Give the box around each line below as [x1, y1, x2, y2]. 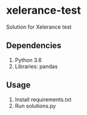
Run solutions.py [14, 102, 56, 109]
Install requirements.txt [14, 96, 72, 103]
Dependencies [6, 41, 61, 51]
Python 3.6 [14, 56, 42, 63]
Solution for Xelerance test [6, 23, 72, 30]
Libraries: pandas [14, 63, 58, 70]
